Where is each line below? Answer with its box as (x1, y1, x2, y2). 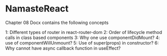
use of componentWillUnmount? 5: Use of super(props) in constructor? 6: (5, 39, 159, 45)
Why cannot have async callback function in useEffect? (5, 45, 121, 51)
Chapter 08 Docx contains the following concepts (5, 19, 109, 25)
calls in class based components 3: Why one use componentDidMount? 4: (5, 34, 160, 40)
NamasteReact (5, 3, 69, 14)
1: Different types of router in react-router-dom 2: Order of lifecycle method (5, 29, 162, 35)
